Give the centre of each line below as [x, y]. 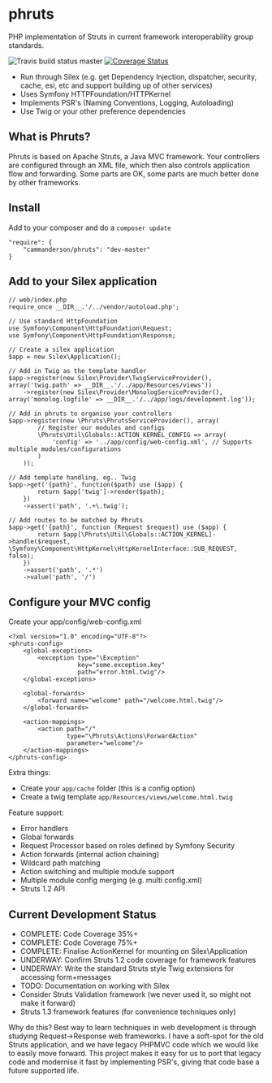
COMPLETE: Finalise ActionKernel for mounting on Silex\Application [134, 951]
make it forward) [47, 1003]
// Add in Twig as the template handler [78, 371]
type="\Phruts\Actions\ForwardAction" [132, 736]
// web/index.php [38, 300]
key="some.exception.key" [121, 665]
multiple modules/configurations [65, 449]
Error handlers [44, 829]
